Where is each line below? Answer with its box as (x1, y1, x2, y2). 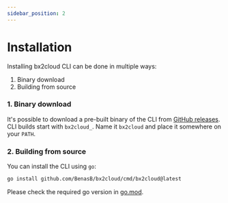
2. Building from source (7, 146, 87, 156)
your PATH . (7, 129, 36, 137)
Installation (7, 39, 72, 55)
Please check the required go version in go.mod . (7, 188, 144, 196)
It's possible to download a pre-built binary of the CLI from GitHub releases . (7, 115, 220, 123)
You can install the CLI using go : (7, 162, 97, 171)
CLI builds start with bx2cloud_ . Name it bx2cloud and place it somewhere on (7, 122, 222, 131)
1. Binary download (7, 100, 72, 109)
